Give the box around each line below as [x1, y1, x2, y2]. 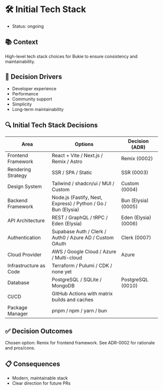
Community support [12, 96, 52, 102]
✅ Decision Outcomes [5, 327, 73, 335]
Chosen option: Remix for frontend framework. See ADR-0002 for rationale [5, 340, 155, 346]
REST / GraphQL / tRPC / [51, 214, 108, 221]
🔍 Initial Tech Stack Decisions [5, 121, 98, 129]
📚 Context [5, 38, 38, 46]
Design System [7, 183, 42, 190]
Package [7, 304, 28, 311]
